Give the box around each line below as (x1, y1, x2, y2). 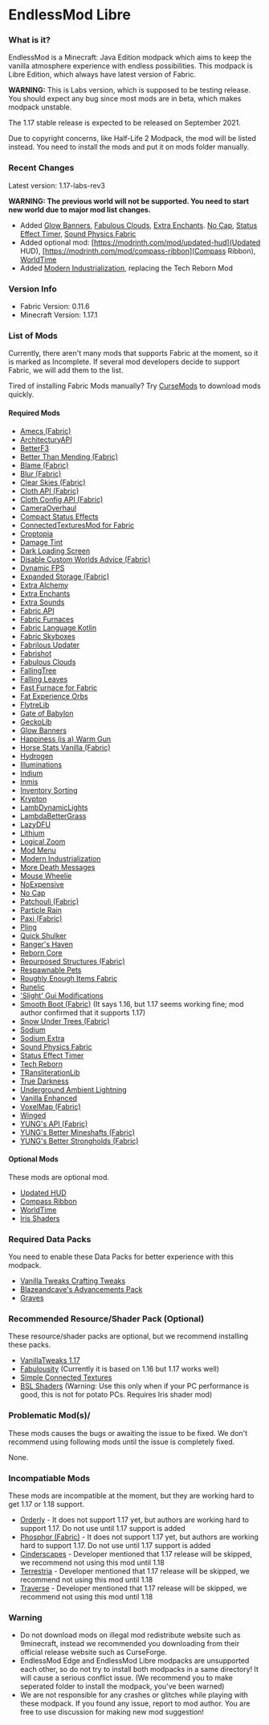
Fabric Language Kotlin (19, 622, 97, 633)
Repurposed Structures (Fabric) (19, 956, 125, 966)
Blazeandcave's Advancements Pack (19, 1285, 143, 1294)
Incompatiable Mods (8, 1472, 91, 1484)
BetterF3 (19, 443, 50, 452)
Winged (19, 1110, 47, 1120)
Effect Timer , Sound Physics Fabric (19, 229, 137, 238)
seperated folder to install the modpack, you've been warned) (19, 1682, 225, 1691)
